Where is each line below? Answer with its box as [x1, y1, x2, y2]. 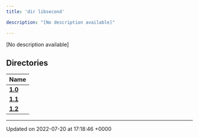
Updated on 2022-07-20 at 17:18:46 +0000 [6, 126, 111, 133]
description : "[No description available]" [6, 19, 115, 25]
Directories [6, 57, 49, 68]
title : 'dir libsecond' [6, 8, 65, 15]
